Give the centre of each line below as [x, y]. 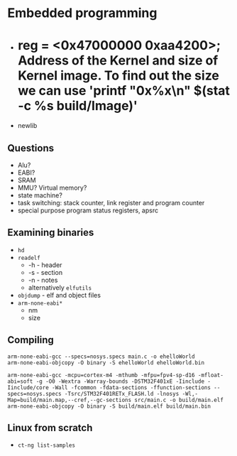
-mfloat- [210, 375]
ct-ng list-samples [46, 445]
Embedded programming [82, 13]
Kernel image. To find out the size [118, 76]
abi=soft [20, 381]
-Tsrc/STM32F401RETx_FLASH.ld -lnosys [122, 393]
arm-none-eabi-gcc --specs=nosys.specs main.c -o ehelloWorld [101, 357]
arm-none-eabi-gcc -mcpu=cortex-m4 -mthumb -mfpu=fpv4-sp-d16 [101, 375]
